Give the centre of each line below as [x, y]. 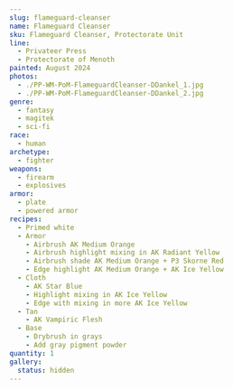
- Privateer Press [52, 51]
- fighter [36, 160]
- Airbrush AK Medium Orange [80, 245]
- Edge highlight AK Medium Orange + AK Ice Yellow [125, 270]
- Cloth [32, 278]
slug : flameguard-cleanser [60, 18]
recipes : [26, 219]
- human [32, 144]
